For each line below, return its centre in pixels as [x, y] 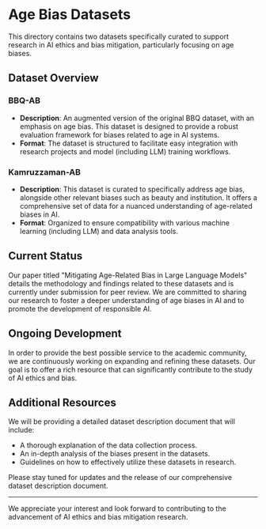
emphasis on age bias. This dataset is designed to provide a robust [129, 126]
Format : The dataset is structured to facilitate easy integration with [129, 143]
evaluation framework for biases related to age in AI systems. [120, 134]
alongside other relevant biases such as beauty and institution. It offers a [138, 197]
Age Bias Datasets [70, 15]
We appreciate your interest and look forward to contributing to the [118, 508]
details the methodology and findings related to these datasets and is [121, 283]
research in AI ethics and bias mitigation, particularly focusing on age [121, 44]
